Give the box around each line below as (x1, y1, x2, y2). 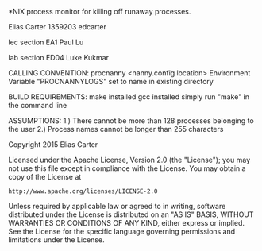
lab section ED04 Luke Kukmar (8, 53, 110, 62)
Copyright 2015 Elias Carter (8, 140, 98, 149)
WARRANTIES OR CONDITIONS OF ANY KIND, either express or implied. (8, 218, 245, 227)
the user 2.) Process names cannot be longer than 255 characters (8, 125, 224, 133)
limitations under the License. (8, 235, 105, 245)
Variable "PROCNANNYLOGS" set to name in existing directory (8, 77, 214, 86)
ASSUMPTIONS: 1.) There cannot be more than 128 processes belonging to (8, 116, 254, 125)
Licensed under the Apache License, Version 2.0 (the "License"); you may (8, 155, 251, 164)
